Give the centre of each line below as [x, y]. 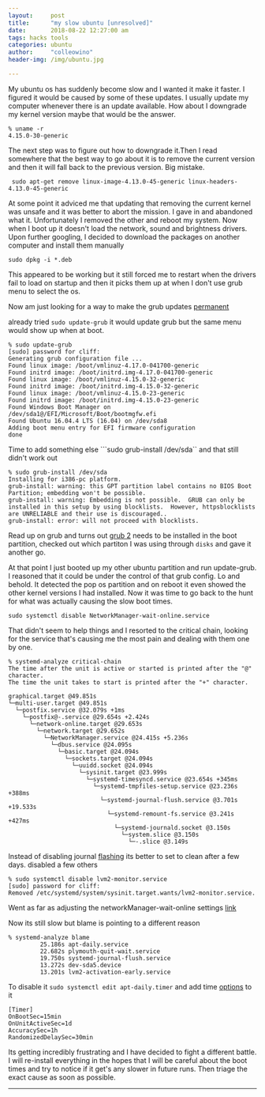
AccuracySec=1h [33, 1030]
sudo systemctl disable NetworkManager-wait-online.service [109, 615]
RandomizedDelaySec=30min [50, 1037]
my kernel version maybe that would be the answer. [92, 114]
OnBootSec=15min [35, 1016]
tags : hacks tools [38, 38]
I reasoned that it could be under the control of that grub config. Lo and [124, 576]
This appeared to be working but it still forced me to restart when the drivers [132, 274]
